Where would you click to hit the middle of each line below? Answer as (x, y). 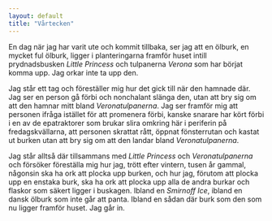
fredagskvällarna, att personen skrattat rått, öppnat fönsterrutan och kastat (134, 132)
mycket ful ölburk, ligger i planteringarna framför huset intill (108, 55)
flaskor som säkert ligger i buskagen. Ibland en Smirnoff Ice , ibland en (125, 190)
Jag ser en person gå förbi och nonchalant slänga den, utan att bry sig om (133, 97)
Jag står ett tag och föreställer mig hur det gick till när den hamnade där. (130, 88)
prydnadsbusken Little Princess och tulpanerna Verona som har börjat (126, 64)
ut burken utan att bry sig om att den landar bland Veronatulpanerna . (124, 140)
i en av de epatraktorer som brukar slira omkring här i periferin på (118, 123)
